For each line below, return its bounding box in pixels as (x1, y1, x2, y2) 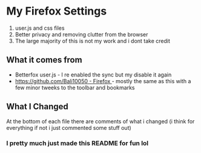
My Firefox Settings (6, 4, 107, 18)
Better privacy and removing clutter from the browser (15, 30, 148, 38)
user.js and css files (15, 24, 65, 32)
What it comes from (6, 55, 83, 65)
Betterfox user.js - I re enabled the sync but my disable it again (15, 71, 172, 78)
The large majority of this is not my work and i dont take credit (15, 37, 171, 44)
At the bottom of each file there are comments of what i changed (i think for (6, 117, 195, 125)
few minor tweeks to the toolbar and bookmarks (15, 84, 135, 91)
